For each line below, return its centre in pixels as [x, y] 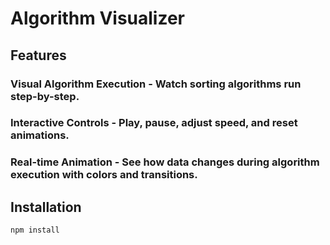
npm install [35, 230]
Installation [46, 207]
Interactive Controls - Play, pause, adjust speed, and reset [154, 123]
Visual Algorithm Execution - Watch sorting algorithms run [156, 84]
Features [38, 55]
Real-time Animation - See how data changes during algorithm [165, 162]
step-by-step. [45, 96]
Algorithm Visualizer [98, 18]
